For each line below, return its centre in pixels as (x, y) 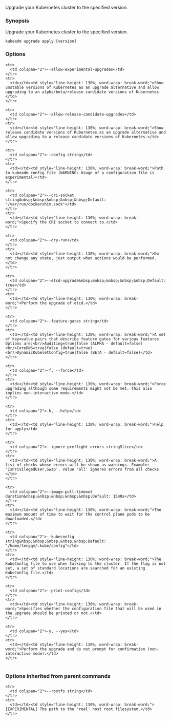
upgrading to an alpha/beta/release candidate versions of (70, 92)
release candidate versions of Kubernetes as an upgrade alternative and (86, 132)
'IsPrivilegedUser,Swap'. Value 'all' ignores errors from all (74, 469)
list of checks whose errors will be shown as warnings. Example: (78, 465)
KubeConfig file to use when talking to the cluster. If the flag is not (86, 564)
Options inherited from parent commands (58, 676)
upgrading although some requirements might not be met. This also (79, 388)
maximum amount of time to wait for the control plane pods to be (78, 514)
